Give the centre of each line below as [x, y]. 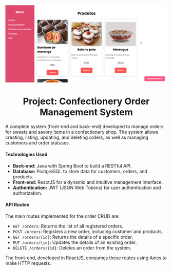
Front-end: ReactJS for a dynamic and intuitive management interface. [88, 182]
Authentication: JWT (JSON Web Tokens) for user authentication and [87, 187]
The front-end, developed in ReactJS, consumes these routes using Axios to [86, 258]
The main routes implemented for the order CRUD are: [62, 216]
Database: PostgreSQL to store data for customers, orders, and [80, 171]
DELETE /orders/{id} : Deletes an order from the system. [72, 248]
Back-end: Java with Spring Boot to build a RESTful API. [72, 165]
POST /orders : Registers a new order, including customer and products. [88, 232]
